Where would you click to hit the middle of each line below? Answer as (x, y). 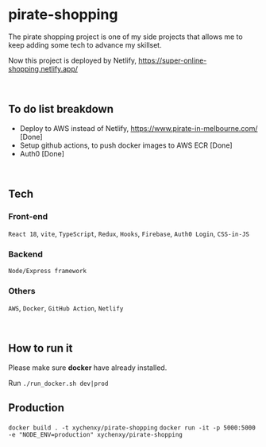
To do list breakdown (61, 109)
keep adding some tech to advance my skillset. (85, 44)
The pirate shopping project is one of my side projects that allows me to (126, 37)
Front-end (28, 217)
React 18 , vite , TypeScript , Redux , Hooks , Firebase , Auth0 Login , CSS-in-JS (129, 234)
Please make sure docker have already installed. (88, 368)
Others (22, 291)
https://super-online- (173, 60)
